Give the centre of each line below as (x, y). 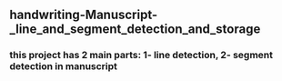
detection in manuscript (64, 66)
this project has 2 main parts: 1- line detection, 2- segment (141, 56)
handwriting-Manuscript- (84, 15)
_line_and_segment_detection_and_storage (135, 30)
